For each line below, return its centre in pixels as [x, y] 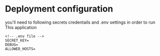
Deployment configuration [59, 9]
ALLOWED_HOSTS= [20, 49]
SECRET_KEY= [17, 40]
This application [21, 27]
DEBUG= [12, 44]
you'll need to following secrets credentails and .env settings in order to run [80, 22]
